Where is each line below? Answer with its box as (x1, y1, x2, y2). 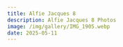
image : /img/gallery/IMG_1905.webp (7, 23, 110, 30)
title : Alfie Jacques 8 (7, 10, 76, 17)
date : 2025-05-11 (7, 29, 58, 37)
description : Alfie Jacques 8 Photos (7, 17, 117, 23)
